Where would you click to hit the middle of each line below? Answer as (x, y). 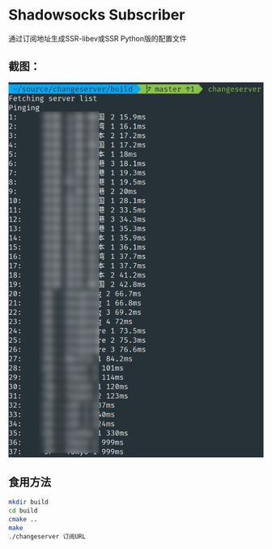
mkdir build (28, 502)
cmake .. (23, 520)
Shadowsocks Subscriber (97, 15)
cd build (23, 511)
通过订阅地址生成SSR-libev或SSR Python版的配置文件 (98, 38)
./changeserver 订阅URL (47, 536)
